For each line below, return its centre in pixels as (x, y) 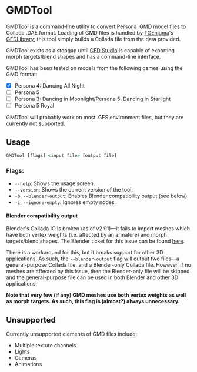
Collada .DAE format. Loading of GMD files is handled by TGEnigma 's (90, 32)
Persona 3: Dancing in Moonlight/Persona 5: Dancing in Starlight (93, 99)
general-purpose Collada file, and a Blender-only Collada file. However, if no (98, 265)
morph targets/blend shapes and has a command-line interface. (84, 56)
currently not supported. (36, 123)
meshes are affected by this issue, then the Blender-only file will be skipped (98, 272)
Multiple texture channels (45, 346)
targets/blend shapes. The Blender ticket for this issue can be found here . (96, 241)
